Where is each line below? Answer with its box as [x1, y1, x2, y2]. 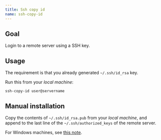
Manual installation [5, 102, 65, 110]
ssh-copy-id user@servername [5, 89, 65, 94]
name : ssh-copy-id [5, 12, 43, 17]
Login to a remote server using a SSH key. [5, 42, 90, 49]
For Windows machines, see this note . [5, 129, 82, 135]
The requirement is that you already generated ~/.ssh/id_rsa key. [5, 70, 138, 76]
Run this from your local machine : [5, 79, 74, 85]
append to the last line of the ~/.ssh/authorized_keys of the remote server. [5, 120, 157, 126]
